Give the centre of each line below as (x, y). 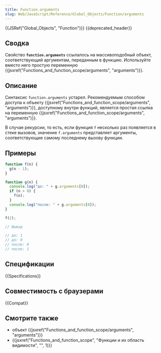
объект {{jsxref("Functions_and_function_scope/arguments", (73, 330)
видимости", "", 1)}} (32, 345)
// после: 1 (17, 249)
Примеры (21, 153)
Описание (21, 86)
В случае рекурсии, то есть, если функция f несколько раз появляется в (80, 127)
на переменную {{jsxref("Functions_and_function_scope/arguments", (75, 113)
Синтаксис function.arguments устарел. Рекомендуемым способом (75, 97)
